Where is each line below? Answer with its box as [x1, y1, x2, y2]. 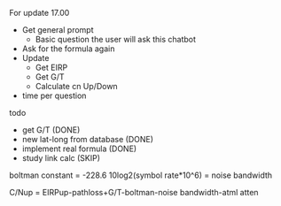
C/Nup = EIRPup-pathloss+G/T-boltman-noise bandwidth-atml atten [9, 187, 259, 197]
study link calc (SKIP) [21, 153, 100, 163]
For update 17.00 [9, 8, 70, 18]
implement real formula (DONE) [21, 143, 137, 154]
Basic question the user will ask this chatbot [35, 34, 197, 44]
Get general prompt [21, 25, 94, 34]
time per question [21, 90, 87, 101]
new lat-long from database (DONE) [21, 134, 153, 144]
